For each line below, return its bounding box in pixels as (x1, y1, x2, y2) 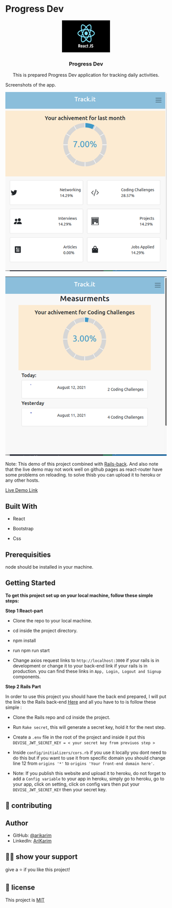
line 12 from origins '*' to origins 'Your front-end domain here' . (12, 760, 155, 766)
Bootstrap (12, 526, 34, 532)
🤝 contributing (5, 802, 52, 810)
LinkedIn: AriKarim (12, 838, 52, 844)
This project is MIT (5, 897, 45, 903)
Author (5, 818, 28, 827)
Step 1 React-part (5, 608, 44, 614)
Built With (5, 502, 37, 511)
